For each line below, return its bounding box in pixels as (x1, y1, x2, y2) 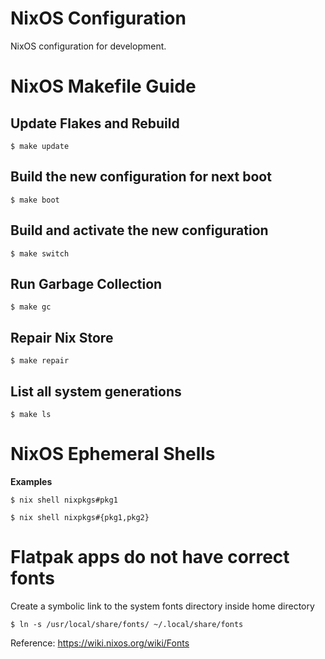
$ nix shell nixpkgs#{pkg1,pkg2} (10, 512, 150, 522)
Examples (10, 475, 53, 487)
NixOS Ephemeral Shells (10, 443, 216, 466)
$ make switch (10, 248, 70, 259)
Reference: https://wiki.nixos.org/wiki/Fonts (10, 637, 190, 649)
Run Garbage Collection (10, 275, 163, 292)
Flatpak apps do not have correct (10, 546, 290, 569)
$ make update (10, 141, 70, 151)
